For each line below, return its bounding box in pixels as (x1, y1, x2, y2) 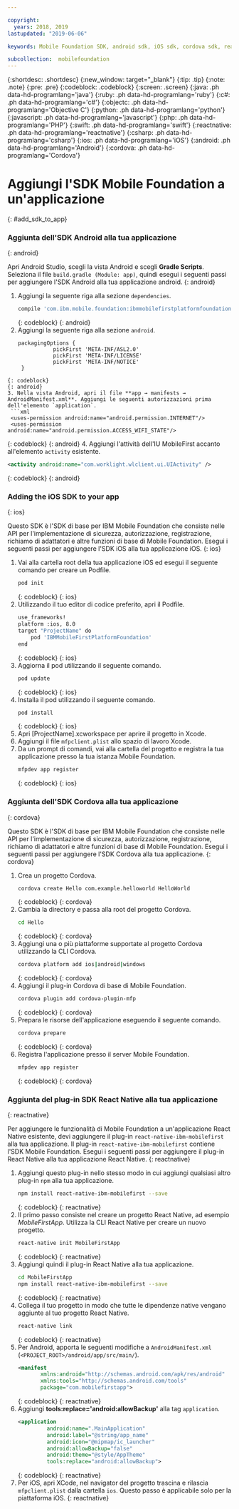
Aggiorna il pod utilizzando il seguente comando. (17, 661, 161, 669)
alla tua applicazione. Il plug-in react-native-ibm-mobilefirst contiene (7, 1139, 216, 1149)
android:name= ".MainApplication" (46, 1425, 146, 1432)
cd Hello (17, 919, 44, 926)
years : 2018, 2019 (14, 23, 69, 31)
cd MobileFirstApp (17, 1274, 73, 1281)
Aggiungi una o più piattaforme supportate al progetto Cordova (17, 940, 203, 948)
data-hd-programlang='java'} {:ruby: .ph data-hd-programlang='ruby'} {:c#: (7, 91, 230, 99)
